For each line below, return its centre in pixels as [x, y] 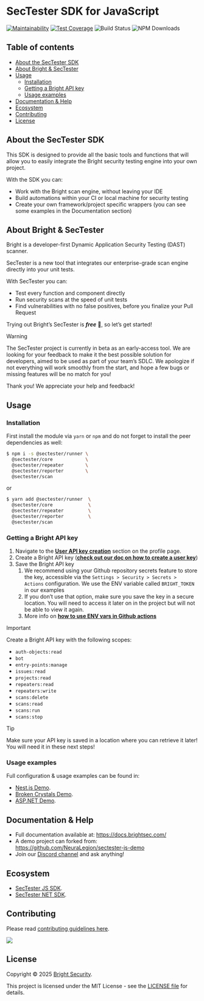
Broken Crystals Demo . [44, 794]
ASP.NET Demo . [35, 801]
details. [16, 992]
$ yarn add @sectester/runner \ [49, 500]
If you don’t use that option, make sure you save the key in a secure [109, 597]
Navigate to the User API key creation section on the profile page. [98, 551]
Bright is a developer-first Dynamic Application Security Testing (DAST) [96, 245]
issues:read [30, 672]
